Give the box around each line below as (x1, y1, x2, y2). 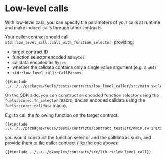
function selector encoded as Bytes (12, 54, 85, 60)
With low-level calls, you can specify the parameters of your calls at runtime (5, 19, 160, 25)
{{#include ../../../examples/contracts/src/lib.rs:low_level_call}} (5, 149, 152, 154)
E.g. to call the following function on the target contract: (5, 112, 119, 118)
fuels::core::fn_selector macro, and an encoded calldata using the (5, 97, 145, 103)
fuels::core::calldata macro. (5, 102, 67, 108)
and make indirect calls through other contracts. (5, 24, 103, 30)
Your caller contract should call (5, 34, 69, 40)
